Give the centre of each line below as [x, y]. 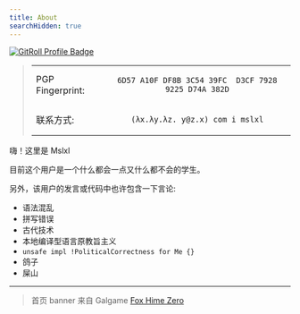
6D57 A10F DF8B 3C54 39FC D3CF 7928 [197, 80]
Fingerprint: [60, 90]
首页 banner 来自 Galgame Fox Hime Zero [108, 300]
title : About [33, 17]
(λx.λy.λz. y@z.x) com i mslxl [197, 119]
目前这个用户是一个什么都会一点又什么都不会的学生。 [107, 169]
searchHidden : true [46, 26]
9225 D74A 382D [197, 89]
